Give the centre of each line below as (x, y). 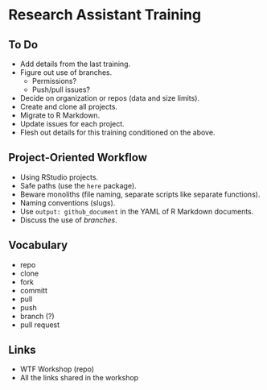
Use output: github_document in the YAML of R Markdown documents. (137, 211)
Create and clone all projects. (69, 107)
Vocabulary (38, 245)
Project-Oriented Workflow (78, 158)
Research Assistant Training (105, 15)
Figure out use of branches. (66, 73)
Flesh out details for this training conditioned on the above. (117, 132)
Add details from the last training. (75, 64)
